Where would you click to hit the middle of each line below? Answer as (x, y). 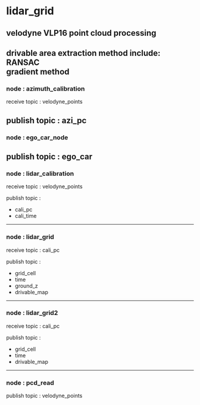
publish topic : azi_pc (46, 120)
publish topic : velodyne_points (44, 396)
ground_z (26, 286)
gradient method (38, 72)
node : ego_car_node (37, 137)
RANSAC (23, 62)
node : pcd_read (30, 382)
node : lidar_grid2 (32, 313)
